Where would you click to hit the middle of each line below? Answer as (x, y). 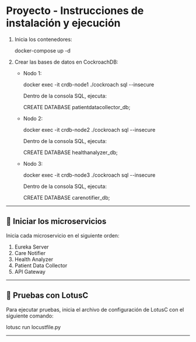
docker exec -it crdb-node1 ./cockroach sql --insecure (89, 84)
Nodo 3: (33, 163)
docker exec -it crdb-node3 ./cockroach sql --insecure (89, 175)
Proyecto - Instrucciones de (75, 11)
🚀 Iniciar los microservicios (56, 221)
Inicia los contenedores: (43, 39)
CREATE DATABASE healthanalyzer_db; (70, 152)
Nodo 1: (32, 73)
